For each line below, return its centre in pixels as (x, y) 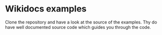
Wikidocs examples (46, 9)
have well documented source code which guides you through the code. (78, 27)
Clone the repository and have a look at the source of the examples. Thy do (81, 22)
